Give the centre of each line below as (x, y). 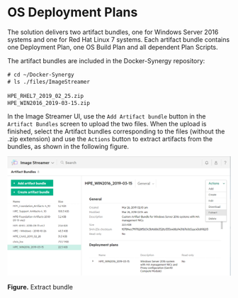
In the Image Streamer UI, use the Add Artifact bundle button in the (107, 116)
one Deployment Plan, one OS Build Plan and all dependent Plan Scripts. (113, 47)
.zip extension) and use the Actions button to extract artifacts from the (110, 138)
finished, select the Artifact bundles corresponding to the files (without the (116, 131)
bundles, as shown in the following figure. (68, 146)
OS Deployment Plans (73, 12)
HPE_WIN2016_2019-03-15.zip (49, 103)
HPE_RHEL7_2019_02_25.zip (45, 96)
